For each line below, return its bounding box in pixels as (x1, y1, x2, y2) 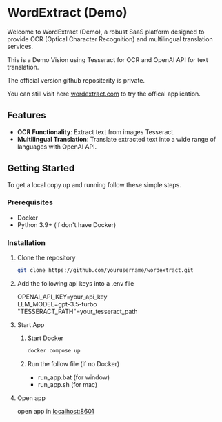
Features (7, 109, 46, 121)
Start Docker (27, 334, 64, 342)
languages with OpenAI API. (17, 143, 97, 151)
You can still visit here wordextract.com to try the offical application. (7, 89, 201, 98)
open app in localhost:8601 (17, 407, 94, 415)
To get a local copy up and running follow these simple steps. (7, 180, 181, 189)
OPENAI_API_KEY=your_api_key (17, 293, 108, 301)
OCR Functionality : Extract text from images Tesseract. (17, 127, 176, 136)
